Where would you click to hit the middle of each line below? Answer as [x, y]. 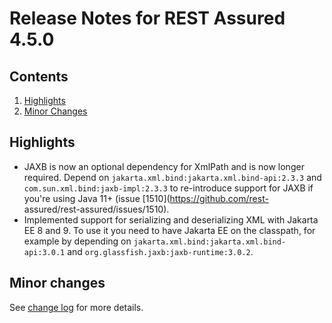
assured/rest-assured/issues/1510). [96, 209]
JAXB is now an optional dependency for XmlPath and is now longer [164, 166]
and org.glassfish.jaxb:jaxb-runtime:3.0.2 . [160, 251]
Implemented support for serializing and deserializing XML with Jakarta [171, 219]
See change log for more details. [76, 307]
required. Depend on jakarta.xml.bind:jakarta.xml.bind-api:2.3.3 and [172, 177]
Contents [39, 76]
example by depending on [77, 241]
